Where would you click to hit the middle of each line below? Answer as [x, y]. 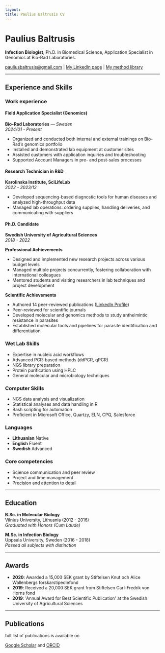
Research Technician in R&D [34, 171]
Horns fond [24, 593]
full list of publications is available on [42, 635]
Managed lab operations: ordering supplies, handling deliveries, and [81, 207]
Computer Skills [25, 388]
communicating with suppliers [43, 213]
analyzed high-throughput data [44, 202]
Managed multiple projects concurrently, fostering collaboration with [82, 270]
